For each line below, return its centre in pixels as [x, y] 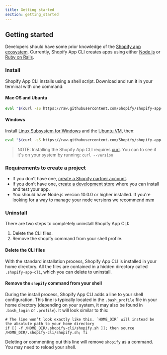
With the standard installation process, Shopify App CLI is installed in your [81, 261]
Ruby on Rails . [20, 57]
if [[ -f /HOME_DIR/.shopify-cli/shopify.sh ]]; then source [70, 328]
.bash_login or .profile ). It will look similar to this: [57, 310]
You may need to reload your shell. [41, 347]
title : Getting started [30, 10]
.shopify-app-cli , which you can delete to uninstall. [58, 272]
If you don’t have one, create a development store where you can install [86, 184]
